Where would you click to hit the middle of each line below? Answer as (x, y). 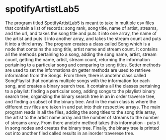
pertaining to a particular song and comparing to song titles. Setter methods (83, 65)
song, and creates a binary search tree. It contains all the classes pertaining (83, 86)
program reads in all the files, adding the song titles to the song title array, (81, 112)
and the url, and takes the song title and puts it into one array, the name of (81, 33)
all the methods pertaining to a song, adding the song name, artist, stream (81, 54)
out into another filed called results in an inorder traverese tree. (70, 133)
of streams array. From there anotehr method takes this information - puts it (83, 123)
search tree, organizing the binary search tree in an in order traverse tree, (80, 96)
